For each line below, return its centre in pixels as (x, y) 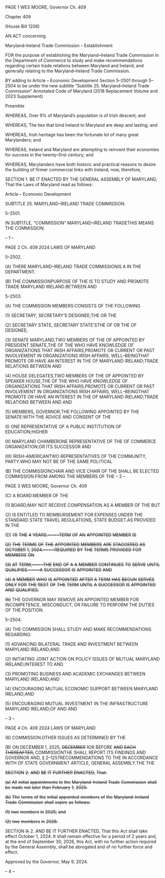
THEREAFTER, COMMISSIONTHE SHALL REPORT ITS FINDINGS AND (76, 752)
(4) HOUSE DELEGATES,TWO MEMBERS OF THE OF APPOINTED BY (75, 376)
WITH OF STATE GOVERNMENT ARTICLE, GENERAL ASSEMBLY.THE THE (80, 763)
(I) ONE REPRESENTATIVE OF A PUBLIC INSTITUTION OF (63, 426)
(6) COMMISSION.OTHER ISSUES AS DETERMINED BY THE (66, 738)
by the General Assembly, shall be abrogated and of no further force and (79, 847)
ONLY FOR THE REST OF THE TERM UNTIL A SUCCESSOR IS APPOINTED (81, 585)
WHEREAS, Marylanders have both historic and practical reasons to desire (81, 164)
